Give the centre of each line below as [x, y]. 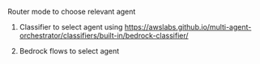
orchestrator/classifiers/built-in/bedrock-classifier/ [104, 36]
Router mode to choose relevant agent [72, 12]
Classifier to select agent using [71, 27]
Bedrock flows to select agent [69, 51]
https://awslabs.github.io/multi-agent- [188, 27]
